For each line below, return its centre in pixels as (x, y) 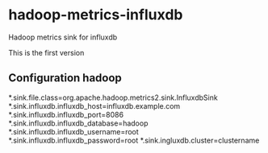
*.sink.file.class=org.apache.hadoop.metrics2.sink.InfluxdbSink (113, 97)
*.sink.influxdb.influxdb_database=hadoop (78, 123)
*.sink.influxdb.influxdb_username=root (73, 131)
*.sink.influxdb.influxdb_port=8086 (66, 114)
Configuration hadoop (65, 78)
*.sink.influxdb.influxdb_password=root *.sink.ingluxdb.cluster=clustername (134, 140)
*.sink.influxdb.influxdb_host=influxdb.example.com (94, 105)
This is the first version (46, 52)
